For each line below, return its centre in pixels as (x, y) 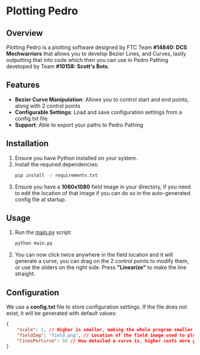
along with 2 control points (47, 106)
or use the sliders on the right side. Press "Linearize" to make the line (101, 267)
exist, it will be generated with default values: (62, 313)
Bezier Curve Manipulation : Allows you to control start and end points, (102, 99)
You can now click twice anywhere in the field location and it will (94, 255)
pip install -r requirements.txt (56, 175)
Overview (25, 33)
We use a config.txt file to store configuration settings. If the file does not (97, 307)
